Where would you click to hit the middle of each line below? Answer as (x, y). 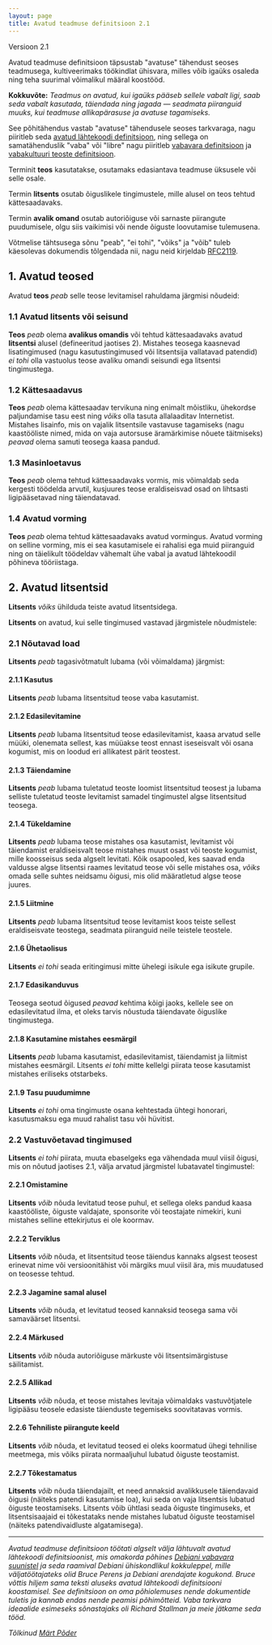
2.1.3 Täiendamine (40, 770)
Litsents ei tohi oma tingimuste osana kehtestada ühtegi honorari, (118, 1111)
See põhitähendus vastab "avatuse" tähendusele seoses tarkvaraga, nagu (132, 128)
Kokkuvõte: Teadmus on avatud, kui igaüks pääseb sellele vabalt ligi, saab (134, 95)
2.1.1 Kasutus (31, 680)
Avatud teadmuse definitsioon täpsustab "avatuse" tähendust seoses (123, 62)
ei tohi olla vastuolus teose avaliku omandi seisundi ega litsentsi (115, 360)
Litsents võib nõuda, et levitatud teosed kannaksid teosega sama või (123, 1310)
